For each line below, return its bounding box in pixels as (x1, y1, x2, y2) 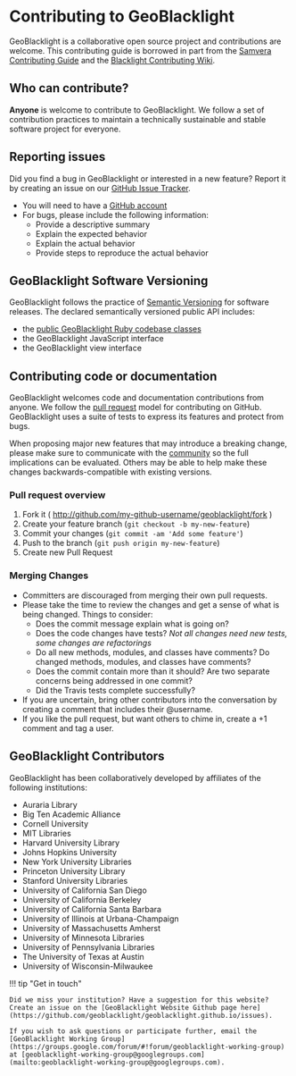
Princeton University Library (21, 865, 126, 877)
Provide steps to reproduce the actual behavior (35, 248, 209, 258)
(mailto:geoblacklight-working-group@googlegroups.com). (9, 1057, 226, 1067)
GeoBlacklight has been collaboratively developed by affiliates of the (9, 772, 261, 783)
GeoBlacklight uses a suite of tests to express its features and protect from (9, 411, 284, 422)
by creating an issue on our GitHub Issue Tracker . (9, 182, 192, 193)
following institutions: (9, 782, 87, 793)
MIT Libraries (21, 828, 71, 838)
